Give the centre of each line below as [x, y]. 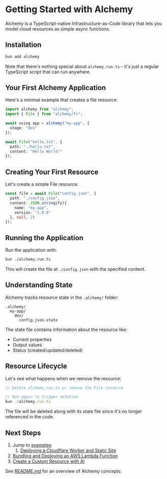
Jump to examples [32, 445]
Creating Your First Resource [52, 172]
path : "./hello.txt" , [33, 147]
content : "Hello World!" [36, 151]
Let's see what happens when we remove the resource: [63, 378]
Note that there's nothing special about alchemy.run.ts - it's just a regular [82, 66]
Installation [23, 45]
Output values [27, 345]
